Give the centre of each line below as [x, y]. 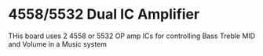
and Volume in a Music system [58, 44]
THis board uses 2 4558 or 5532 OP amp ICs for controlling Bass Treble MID [132, 36]
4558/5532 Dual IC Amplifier [104, 14]
